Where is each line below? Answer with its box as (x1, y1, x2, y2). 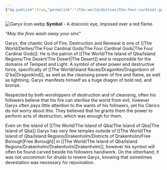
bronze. (5, 82, 21, 88)
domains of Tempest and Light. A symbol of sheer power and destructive (5, 61, 155, 67)
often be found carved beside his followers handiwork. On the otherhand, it (5, 149, 159, 155)
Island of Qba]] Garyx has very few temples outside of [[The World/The (5, 127, 152, 134)
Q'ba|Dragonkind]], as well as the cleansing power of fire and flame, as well (5, 71, 161, 77)
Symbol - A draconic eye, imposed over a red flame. (46, 21, 154, 27)
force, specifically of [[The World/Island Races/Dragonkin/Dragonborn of (5, 66, 155, 72)
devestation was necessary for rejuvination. (5, 159, 95, 165)
